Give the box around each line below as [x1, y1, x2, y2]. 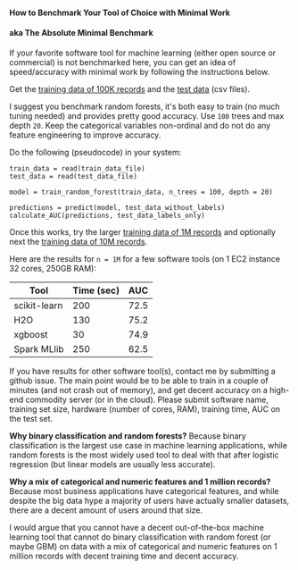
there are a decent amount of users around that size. [9, 505, 203, 516]
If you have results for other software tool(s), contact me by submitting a [9, 365, 277, 376]
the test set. [9, 413, 54, 423]
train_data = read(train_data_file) [9, 163, 145, 173]
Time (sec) [72, 284, 120, 297]
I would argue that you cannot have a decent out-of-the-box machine [9, 522, 265, 532]
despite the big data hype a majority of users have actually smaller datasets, [9, 495, 290, 506]
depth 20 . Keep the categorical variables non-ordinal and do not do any [9, 120, 271, 130]
